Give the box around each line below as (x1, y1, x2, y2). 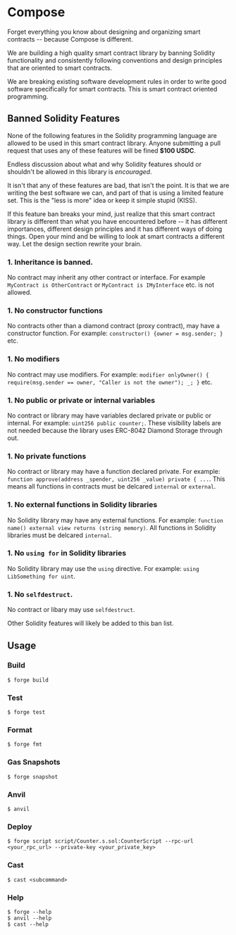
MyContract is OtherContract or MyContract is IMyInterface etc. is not (7, 281, 215, 289)
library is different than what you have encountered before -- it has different (7, 217, 228, 225)
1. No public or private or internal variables (7, 395, 156, 405)
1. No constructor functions (7, 306, 104, 315)
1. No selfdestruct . (7, 589, 73, 599)
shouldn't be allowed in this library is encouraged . (7, 167, 153, 176)
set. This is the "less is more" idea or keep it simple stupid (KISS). (7, 196, 197, 204)
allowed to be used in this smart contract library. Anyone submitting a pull (7, 139, 221, 147)
